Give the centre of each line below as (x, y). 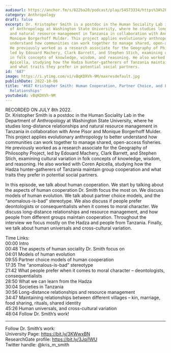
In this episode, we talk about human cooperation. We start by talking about (84, 185)
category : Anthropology (31, 15)
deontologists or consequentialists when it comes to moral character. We (82, 207)
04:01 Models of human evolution (40, 254)
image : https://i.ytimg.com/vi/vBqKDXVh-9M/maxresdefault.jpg (73, 77)
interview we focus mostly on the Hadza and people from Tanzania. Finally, (84, 223)
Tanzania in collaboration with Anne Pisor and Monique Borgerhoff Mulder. (83, 132)
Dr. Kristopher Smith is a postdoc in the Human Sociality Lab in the (75, 115)
